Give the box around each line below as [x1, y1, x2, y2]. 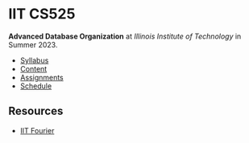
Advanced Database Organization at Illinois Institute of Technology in [8, 31, 242, 41]
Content [19, 63, 48, 73]
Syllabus [19, 55, 49, 65]
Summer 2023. [8, 39, 58, 49]
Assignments [19, 72, 64, 82]
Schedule [19, 81, 52, 91]
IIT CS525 [8, 5, 76, 23]
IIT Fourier [19, 125, 55, 135]
